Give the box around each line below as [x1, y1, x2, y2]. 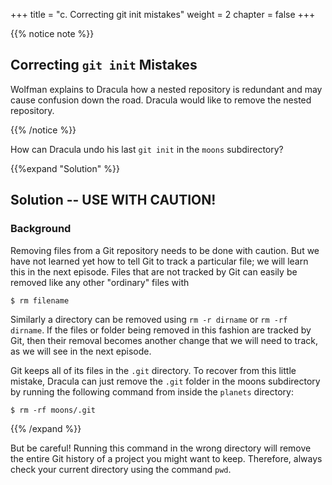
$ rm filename [10, 295, 70, 306]
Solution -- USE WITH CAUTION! [10, 192, 217, 209]
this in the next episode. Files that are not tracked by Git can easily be [10, 265, 298, 278]
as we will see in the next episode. [10, 345, 152, 357]
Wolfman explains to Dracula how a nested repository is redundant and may [10, 83, 323, 95]
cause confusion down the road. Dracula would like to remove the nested [10, 94, 312, 106]
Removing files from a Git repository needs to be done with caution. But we [10, 244, 320, 256]
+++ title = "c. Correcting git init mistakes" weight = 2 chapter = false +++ [10, 9, 316, 20]
